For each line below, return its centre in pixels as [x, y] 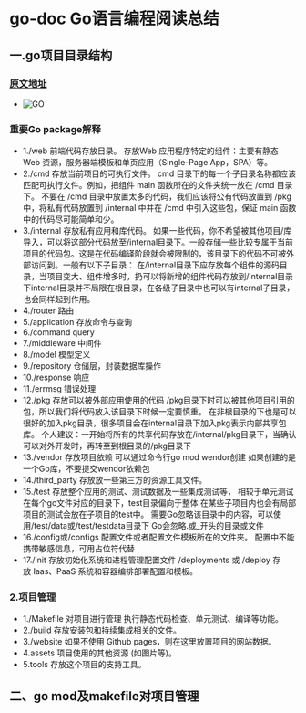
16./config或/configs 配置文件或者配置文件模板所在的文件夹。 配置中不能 [158, 537]
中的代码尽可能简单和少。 [71, 219]
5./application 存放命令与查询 [77, 322]
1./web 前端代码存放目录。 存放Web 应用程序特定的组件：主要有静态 [151, 151]
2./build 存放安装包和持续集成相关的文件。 [102, 630]
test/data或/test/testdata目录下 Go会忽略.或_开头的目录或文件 [148, 526]
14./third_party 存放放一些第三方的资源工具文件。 [115, 480]
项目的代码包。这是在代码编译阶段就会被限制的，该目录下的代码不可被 [154, 254]
